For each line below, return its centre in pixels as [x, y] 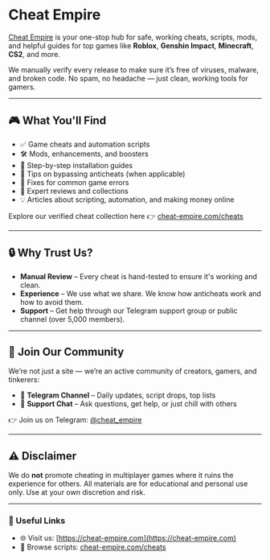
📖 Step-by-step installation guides [76, 165]
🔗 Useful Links [37, 521]
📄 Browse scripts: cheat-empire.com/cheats [93, 547]
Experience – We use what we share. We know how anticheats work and [140, 293]
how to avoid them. [52, 302]
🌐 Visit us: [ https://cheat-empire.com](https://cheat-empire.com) [128, 538]
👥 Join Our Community [66, 352]
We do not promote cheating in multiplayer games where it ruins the [121, 476]
